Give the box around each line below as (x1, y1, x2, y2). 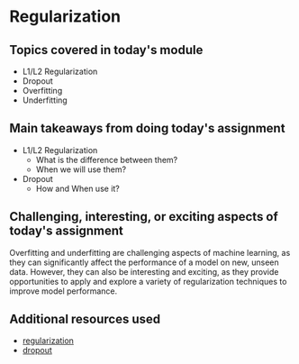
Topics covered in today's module (9, 42, 204, 58)
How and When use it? (35, 183, 120, 194)
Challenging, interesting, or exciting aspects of (9, 209, 279, 224)
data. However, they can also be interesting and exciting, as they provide (9, 266, 279, 277)
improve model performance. (9, 286, 118, 296)
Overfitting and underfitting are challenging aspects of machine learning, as (9, 247, 291, 258)
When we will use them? (35, 164, 127, 175)
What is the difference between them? (35, 154, 178, 165)
